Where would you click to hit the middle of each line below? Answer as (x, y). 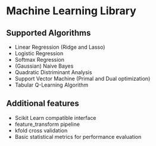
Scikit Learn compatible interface (55, 118)
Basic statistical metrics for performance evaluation (78, 137)
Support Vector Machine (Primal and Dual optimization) (82, 79)
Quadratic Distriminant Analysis (53, 72)
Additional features (43, 104)
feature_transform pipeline (47, 124)
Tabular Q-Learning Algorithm (52, 85)
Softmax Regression (39, 60)
